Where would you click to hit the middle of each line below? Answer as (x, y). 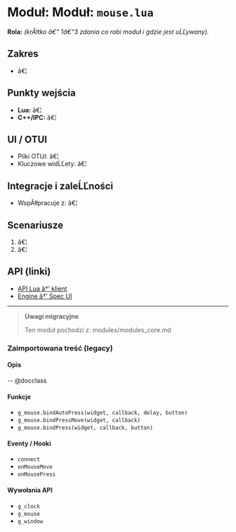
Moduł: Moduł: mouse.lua (80, 12)
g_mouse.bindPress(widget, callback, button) (85, 428)
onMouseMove (35, 467)
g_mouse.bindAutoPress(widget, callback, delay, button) (103, 413)
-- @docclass (27, 380)
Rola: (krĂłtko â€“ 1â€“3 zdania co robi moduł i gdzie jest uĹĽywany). (108, 32)
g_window (30, 521)
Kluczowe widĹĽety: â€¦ (52, 164)
